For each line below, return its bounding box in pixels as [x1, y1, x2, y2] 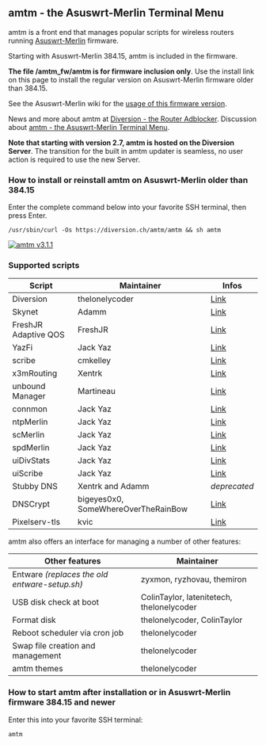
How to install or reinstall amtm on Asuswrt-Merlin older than [8, 174, 249, 185]
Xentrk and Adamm [78, 481, 150, 492]
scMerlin [12, 430, 45, 441]
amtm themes [12, 663, 63, 674]
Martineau [78, 386, 116, 397]
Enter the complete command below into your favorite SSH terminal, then [8, 202, 247, 212]
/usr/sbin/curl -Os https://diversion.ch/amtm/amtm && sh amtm [8, 226, 222, 235]
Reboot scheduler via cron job [12, 628, 124, 639]
